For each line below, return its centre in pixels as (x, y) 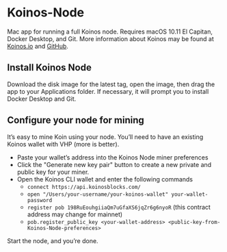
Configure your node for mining (76, 120)
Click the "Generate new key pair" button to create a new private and (114, 164)
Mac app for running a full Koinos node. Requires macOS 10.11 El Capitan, (110, 32)
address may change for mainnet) (75, 214)
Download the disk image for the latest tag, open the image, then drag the (111, 84)
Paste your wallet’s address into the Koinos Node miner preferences (112, 157)
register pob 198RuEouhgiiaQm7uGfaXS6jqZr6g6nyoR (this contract (119, 207)
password (40, 200)
